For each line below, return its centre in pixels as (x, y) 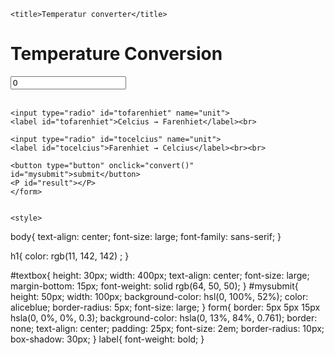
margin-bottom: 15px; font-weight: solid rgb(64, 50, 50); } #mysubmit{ (154, 286)
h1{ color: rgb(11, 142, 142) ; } (70, 256)
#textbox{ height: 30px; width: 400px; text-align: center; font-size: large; (160, 275)
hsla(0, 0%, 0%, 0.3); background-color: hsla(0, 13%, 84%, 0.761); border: (164, 317)
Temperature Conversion (116, 54)
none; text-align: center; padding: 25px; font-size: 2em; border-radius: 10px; (167, 328)
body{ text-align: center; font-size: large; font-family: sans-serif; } (146, 236)
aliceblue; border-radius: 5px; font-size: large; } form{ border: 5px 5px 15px (165, 307)
